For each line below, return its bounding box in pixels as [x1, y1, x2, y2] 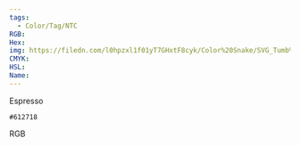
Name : [9, 71, 29, 80]
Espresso [9, 95, 44, 106]
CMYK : [9, 54, 29, 63]
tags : [9, 12, 29, 22]
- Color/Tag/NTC [17, 21, 78, 30]
